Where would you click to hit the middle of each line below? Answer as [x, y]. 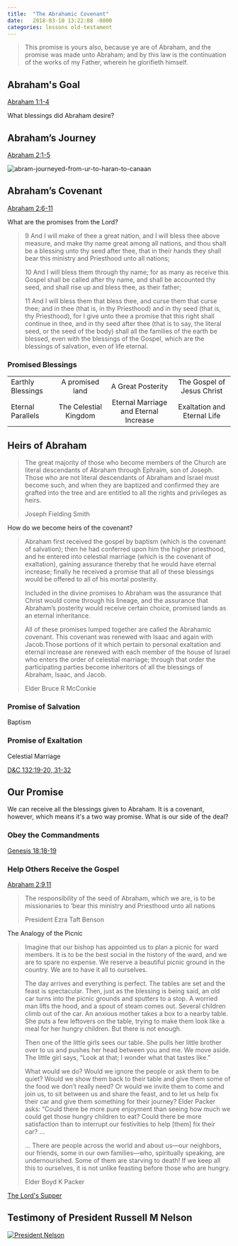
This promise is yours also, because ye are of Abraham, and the [118, 48]
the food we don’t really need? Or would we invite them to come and [124, 1086]
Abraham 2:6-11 [30, 208]
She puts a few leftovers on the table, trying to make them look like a [125, 1021]
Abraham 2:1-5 [29, 155]
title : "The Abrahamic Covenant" [58, 14]
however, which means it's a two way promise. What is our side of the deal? [118, 816]
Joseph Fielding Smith [57, 514]
